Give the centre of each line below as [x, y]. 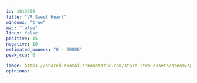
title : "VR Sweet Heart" [36, 17]
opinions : [18, 71]
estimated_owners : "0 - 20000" [44, 50]
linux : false [22, 33]
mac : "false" [22, 28]
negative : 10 [22, 44]
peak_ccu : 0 [21, 55]
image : [14, 65]
